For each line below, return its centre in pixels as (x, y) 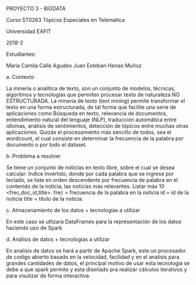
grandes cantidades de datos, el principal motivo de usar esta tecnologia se (98, 263)
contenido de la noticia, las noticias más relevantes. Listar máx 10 (85, 186)
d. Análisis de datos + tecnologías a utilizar (58, 239)
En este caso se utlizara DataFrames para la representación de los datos (94, 221)
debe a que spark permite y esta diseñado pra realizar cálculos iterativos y (97, 269)
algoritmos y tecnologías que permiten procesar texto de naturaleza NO (93, 95)
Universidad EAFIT (29, 31)
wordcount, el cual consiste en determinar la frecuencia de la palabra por (95, 138)
